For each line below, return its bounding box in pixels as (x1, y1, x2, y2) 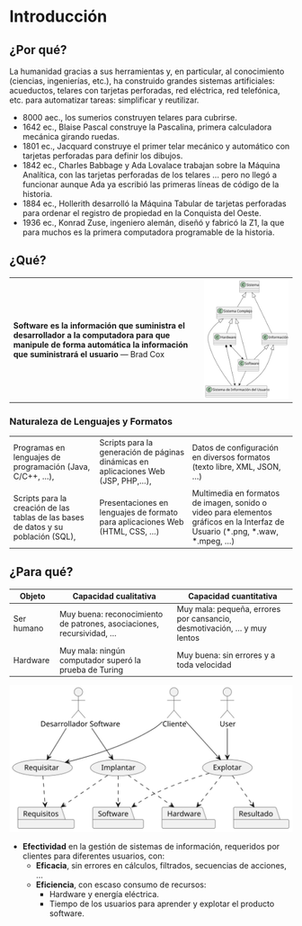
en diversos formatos (191, 452, 271, 463)
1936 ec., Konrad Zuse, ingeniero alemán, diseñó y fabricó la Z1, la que (22, 218, 285, 228)
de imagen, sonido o (191, 498, 268, 508)
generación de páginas (99, 447, 185, 458)
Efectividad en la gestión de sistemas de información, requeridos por (22, 841, 280, 851)
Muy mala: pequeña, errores (176, 604, 281, 615)
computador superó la (59, 654, 142, 665)
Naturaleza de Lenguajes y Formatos (9, 415, 173, 427)
